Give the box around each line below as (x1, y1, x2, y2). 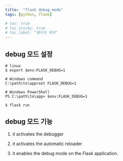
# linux (5, 63, 21, 68)
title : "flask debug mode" (5, 7, 63, 12)
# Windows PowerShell (5, 89, 50, 95)
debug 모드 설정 (5, 50, 53, 58)
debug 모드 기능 (5, 118, 53, 126)
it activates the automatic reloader (12, 141, 83, 147)
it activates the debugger (12, 131, 64, 137)
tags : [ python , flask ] (5, 12, 52, 17)
